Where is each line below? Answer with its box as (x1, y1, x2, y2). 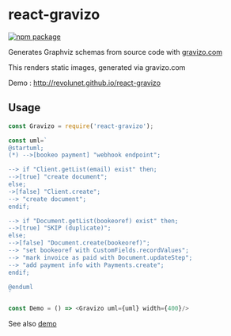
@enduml (8, 283, 34, 291)
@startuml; (8, 144, 44, 152)
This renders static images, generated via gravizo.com (8, 62, 186, 72)
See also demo (8, 319, 57, 329)
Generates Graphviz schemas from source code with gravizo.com (8, 47, 223, 56)
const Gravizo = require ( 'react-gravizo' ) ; (8, 122, 154, 130)
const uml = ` (8, 137, 47, 145)
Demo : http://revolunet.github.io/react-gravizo (8, 78, 161, 87)
